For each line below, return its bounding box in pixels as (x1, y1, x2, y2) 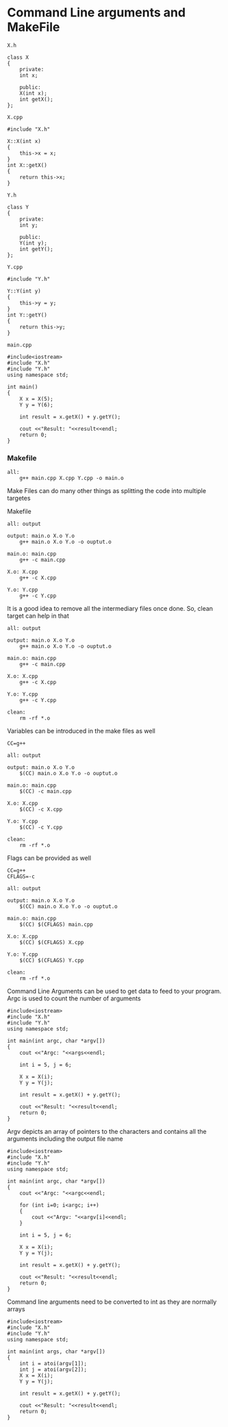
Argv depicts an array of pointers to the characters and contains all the (7, 1128, 207, 1136)
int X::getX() (7, 162, 48, 168)
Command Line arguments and (7, 5, 186, 21)
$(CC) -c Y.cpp (19, 824, 63, 831)
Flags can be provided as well (7, 854, 91, 862)
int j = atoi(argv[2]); (19, 1366, 88, 1374)
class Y (7, 203, 29, 210)
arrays (7, 1305, 25, 1313)
